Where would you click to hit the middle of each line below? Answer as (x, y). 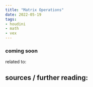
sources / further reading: (46, 78)
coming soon (21, 51)
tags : (11, 19)
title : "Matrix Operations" (35, 10)
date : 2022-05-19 (23, 15)
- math (12, 29)
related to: (16, 62)
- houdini (16, 24)
